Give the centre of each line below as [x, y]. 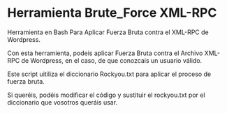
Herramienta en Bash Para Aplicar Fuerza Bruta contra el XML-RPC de [108, 32]
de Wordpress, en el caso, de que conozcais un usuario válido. [112, 60]
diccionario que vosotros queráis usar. [62, 102]
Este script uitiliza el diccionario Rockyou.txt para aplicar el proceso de [109, 74]
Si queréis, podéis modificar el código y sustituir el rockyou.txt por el [106, 95]
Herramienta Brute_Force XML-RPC [112, 13]
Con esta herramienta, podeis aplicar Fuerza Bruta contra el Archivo [105, 53]
